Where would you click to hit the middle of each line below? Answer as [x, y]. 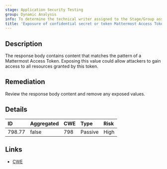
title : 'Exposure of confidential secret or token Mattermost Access [79, 24]
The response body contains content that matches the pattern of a [73, 56]
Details [16, 110]
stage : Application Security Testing [44, 10]
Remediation [25, 82]
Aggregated [44, 123]
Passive [89, 132]
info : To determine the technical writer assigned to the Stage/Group [80, 19]
